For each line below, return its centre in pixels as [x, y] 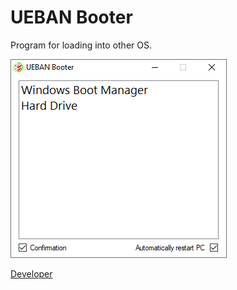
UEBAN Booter [71, 17]
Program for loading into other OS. [81, 45]
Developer [31, 273]
